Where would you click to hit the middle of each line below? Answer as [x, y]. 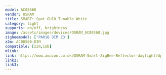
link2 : [12, 60]
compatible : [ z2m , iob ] [28, 46]
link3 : [12, 65]
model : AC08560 [21, 10]
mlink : [12, 51]
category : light [22, 23]
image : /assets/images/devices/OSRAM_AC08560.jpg [57, 33]
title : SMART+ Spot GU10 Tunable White [46, 19]
